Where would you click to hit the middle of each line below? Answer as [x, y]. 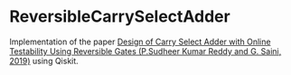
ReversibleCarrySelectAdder [120, 17]
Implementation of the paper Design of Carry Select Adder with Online [140, 42]
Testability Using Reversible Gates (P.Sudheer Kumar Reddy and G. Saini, [145, 51]
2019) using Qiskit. [44, 61]
